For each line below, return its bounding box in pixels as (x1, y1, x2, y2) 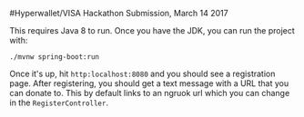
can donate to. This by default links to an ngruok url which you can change (9, 88, 290, 98)
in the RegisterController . (9, 97, 109, 108)
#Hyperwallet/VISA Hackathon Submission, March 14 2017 (9, 8, 229, 18)
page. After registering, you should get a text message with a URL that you (9, 78, 289, 89)
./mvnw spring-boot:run (9, 53, 100, 62)
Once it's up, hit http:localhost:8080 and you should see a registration (9, 68, 276, 79)
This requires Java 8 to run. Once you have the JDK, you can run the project (9, 25, 296, 35)
